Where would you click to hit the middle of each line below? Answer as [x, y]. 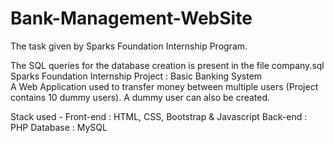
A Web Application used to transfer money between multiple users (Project [164, 86]
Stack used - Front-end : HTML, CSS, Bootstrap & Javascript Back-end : [159, 116]
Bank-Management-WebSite [131, 18]
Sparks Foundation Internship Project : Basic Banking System [136, 76]
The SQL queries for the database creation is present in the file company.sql [167, 65]
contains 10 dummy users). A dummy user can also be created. [140, 97]
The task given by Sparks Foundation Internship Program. [129, 46]
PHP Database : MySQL [59, 127]
